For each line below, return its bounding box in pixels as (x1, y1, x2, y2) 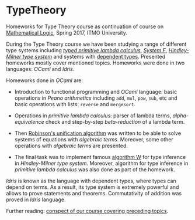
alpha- (172, 112, 189, 119)
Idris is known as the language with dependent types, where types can (6, 177, 176, 184)
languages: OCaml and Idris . (6, 65, 75, 72)
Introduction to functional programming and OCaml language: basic (14, 88, 177, 95)
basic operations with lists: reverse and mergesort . (14, 100, 136, 107)
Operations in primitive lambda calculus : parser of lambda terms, (14, 112, 172, 119)
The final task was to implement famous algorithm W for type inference (14, 153, 186, 160)
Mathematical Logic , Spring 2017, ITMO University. (6, 29, 127, 36)
